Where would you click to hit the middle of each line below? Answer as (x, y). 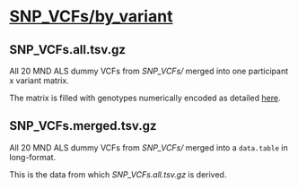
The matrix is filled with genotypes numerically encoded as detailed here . (145, 98)
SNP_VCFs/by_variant (91, 17)
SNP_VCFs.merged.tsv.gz (83, 126)
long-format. (33, 157)
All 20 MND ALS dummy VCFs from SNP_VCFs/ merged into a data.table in (149, 147)
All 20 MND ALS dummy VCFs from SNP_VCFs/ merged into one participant (149, 71)
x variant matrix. (39, 81)
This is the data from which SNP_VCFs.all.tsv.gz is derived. (118, 174)
